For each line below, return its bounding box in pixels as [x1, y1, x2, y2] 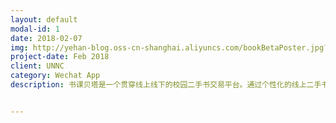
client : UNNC [10, 61, 65, 71]
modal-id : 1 [10, 24, 60, 34]
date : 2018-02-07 [10, 33, 83, 43]
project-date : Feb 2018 [10, 52, 110, 62]
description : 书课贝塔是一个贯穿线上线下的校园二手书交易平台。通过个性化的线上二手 [10, 80, 322, 90]
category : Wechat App [10, 71, 101, 81]
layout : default [10, 14, 78, 25]
